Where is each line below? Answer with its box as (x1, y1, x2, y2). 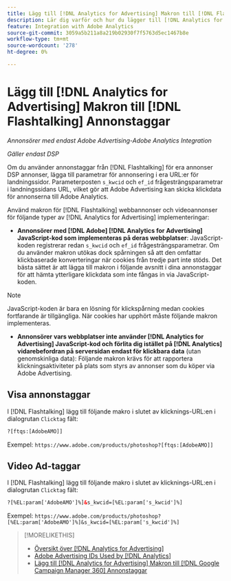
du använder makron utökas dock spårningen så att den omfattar (16, 248, 201, 256)
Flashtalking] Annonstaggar (7, 114, 170, 130)
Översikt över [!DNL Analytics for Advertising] (34, 544, 164, 553)
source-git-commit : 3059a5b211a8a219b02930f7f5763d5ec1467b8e (7, 29, 189, 37)
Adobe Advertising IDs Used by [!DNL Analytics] (34, 552, 172, 560)
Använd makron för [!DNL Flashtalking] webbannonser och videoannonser (7, 205, 218, 214)
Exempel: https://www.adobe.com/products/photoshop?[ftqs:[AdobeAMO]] (7, 440, 214, 449)
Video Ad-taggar (7, 460, 81, 472)
